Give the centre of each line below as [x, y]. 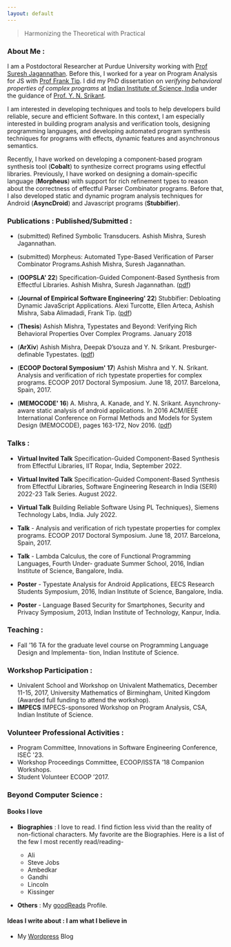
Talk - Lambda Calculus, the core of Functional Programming [104, 556]
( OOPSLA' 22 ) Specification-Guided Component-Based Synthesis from [118, 278]
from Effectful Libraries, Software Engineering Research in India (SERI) [117, 486]
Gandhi [38, 877]
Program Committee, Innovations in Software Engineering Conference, [117, 748]
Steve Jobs [43, 862]
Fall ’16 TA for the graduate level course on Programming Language [113, 645]
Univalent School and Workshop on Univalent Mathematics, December [117, 686]
